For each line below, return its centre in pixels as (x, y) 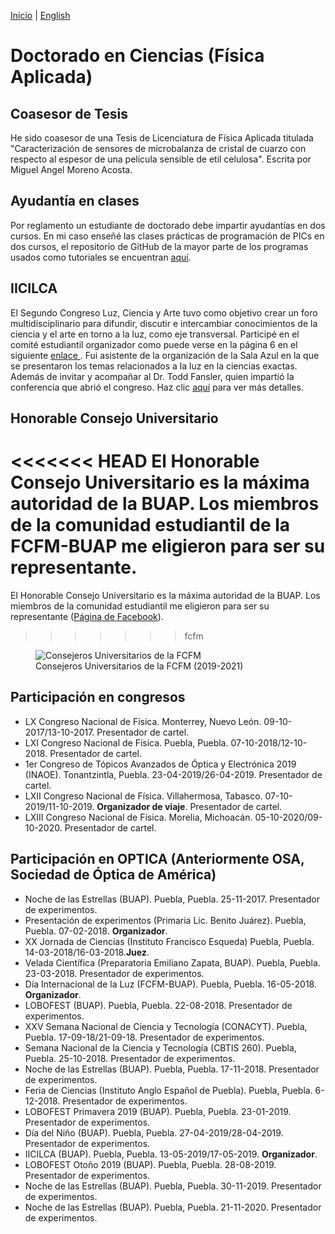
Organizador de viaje (141, 806)
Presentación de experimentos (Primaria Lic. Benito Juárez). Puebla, (165, 920)
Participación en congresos (98, 697)
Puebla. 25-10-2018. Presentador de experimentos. (130, 1058)
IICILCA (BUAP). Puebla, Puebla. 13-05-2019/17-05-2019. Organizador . (171, 1154)
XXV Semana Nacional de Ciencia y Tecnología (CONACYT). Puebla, (166, 1026)
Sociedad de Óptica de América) (113, 875)
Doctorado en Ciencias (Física (137, 56)
